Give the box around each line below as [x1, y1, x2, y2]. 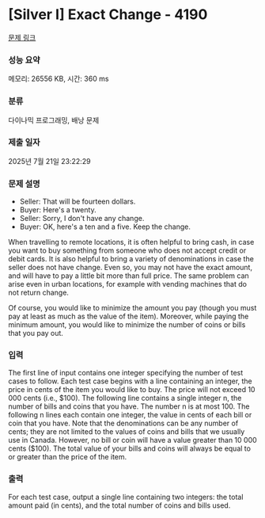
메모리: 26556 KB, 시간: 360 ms [8, 74, 109, 84]
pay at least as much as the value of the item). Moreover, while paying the [8, 311, 249, 322]
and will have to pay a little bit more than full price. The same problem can [8, 271, 249, 280]
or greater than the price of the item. [8, 452, 127, 462]
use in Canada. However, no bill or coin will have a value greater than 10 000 [8, 436, 257, 445]
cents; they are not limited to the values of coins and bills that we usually [8, 427, 245, 436]
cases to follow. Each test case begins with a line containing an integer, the [8, 376, 253, 386]
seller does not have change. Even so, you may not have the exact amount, [8, 263, 253, 272]
